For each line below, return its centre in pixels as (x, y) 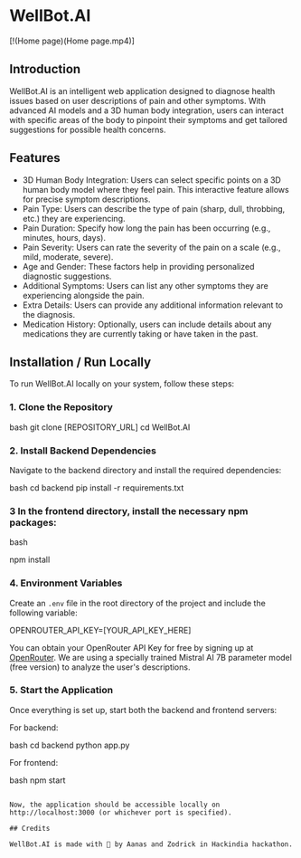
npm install (30, 560)
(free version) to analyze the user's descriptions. (100, 667)
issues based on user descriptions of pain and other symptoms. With (138, 100)
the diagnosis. (49, 314)
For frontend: (34, 762)
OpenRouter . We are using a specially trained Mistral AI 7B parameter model (150, 657)
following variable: (44, 613)
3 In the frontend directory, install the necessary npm (129, 510)
